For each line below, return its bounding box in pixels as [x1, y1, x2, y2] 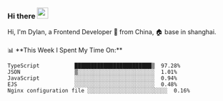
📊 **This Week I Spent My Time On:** [7, 46, 123, 55]
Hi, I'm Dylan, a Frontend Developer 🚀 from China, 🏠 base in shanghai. [7, 28, 217, 36]
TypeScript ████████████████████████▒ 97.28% [7, 63, 181, 70]
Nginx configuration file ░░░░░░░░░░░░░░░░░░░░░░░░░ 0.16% [7, 87, 191, 95]
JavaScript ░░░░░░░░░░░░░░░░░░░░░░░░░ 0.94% [7, 75, 177, 82]
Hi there [7, 11, 36, 21]
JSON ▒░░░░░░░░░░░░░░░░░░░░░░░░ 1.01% [7, 68, 177, 76]
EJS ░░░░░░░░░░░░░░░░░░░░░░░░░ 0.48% [7, 81, 177, 88]
